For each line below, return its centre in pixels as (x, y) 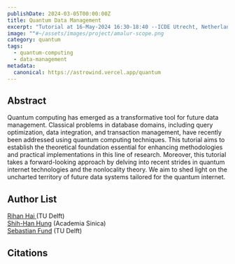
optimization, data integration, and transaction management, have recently (115, 132)
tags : (15, 46)
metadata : (22, 66)
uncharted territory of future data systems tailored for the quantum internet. (116, 177)
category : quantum (34, 40)
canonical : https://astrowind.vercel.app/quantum (87, 72)
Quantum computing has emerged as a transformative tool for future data (113, 118)
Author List (32, 199)
